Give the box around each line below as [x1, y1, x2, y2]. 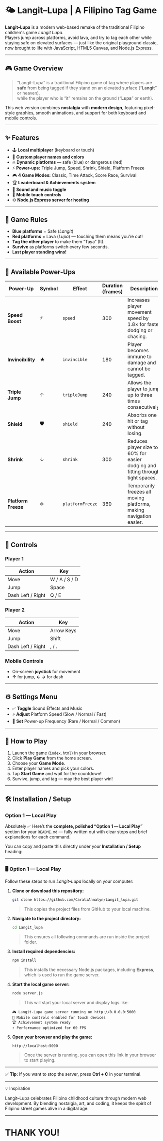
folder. [24, 939, 37, 945]
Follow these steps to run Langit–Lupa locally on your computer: [5, 878, 134, 884]
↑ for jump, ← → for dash [12, 674, 64, 680]
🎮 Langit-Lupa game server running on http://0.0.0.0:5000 [12, 1009, 136, 1014]
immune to [127, 353, 152, 360]
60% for [127, 450, 147, 457]
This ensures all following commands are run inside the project [24, 933, 150, 939]
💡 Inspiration [5, 1085, 31, 1091]
